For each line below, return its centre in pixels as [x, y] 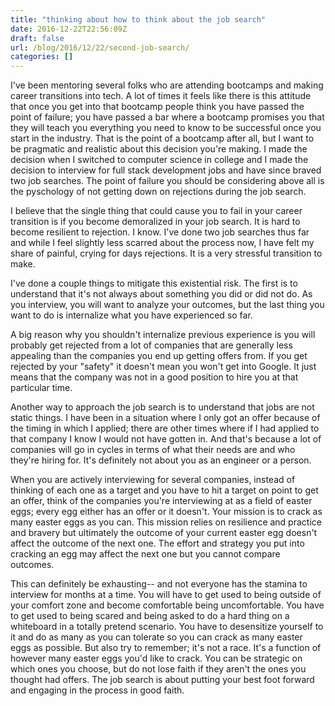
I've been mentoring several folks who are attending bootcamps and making [167, 85]
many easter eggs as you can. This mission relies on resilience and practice [166, 522]
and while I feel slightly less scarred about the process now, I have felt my [162, 243]
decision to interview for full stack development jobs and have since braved [166, 170]
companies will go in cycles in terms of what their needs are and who [153, 450]
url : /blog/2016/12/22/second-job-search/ [100, 47]
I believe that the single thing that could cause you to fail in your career [156, 211]
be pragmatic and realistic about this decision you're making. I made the [159, 149]
